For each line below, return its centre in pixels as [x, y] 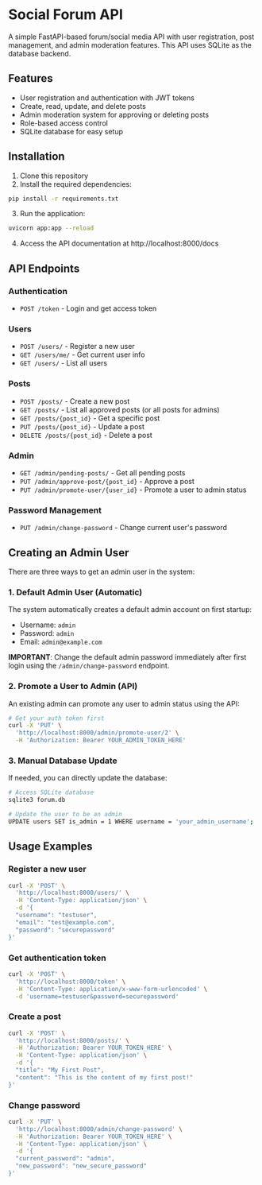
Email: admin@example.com [61, 642]
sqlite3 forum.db [37, 800]
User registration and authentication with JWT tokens [107, 98]
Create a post [35, 1017]
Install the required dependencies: [76, 184]
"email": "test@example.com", [65, 922]
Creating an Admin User [69, 553]
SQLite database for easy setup [71, 131]
